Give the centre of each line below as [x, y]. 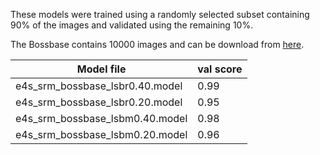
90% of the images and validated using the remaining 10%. [132, 25]
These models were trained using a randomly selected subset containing [160, 14]
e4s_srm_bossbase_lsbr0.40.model [99, 86]
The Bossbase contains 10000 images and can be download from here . [157, 44]
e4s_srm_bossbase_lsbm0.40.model [101, 118]
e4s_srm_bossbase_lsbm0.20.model [101, 134]
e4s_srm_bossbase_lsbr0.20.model [99, 102]
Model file [101, 69]
